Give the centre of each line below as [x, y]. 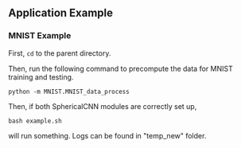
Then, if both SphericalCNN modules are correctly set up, [103, 106]
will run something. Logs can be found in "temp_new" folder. [107, 135]
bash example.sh [35, 121]
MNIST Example [40, 36]
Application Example [61, 13]
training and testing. [41, 77]
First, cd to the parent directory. [60, 53]
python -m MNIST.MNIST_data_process [69, 92]
